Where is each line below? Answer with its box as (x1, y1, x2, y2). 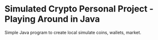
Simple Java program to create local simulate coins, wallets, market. (4, 29, 141, 35)
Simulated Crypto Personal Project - (4, 3, 154, 14)
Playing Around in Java (4, 13, 100, 25)
